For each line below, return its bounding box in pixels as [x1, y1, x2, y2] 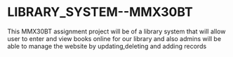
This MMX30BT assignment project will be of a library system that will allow [7, 27, 226, 35]
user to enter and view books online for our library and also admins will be [7, 34, 222, 42]
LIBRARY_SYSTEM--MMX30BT [7, 4, 193, 20]
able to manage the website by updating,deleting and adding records [7, 42, 207, 50]
